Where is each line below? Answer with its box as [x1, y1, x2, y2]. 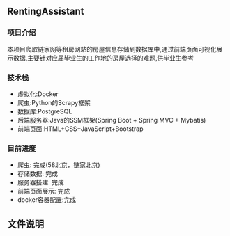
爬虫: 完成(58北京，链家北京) [17, 161, 100, 169]
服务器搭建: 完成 [17, 178, 64, 187]
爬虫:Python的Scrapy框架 [17, 98, 91, 107]
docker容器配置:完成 [17, 196, 77, 204]
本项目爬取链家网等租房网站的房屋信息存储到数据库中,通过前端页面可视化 [7, 45, 217, 53]
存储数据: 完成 [17, 170, 58, 178]
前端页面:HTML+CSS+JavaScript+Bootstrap [17, 125, 144, 133]
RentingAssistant [7, 6, 85, 17]
